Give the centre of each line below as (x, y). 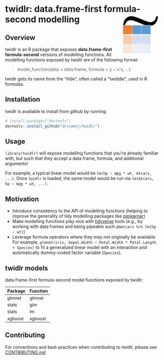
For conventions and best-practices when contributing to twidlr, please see (81, 347)
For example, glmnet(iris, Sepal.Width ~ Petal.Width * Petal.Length (84, 242)
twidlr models (27, 268)
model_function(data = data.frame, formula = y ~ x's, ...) (74, 69)
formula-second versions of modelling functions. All (58, 55)
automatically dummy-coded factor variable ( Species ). (67, 253)
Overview (20, 38)
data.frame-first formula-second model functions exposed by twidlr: (74, 280)
